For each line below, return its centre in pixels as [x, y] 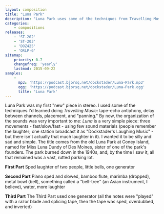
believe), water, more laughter [35, 187]
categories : [17, 23]
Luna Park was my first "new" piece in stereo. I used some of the [70, 105]
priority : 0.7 [28, 60]
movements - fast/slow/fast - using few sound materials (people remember [81, 126]
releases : [15, 32]
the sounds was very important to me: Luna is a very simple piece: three [78, 121]
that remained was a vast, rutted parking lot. [50, 158]
